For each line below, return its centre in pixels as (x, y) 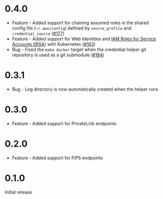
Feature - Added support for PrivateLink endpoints (64, 123)
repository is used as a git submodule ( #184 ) (58, 55)
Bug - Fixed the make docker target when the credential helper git (79, 49)
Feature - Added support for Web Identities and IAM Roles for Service (84, 39)
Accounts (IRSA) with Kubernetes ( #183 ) (54, 44)
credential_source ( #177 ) (38, 33)
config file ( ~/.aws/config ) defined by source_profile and (72, 28)
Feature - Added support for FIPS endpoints (57, 158)
